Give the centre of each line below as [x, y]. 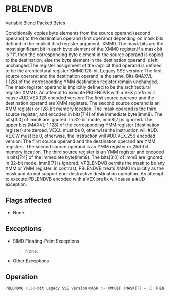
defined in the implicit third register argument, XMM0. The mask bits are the [84, 43]
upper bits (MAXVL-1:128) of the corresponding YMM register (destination [82, 125]
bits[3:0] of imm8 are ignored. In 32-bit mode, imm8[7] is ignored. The [79, 119]
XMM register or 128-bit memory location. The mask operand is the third [81, 109]
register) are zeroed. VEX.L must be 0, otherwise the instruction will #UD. [82, 130]
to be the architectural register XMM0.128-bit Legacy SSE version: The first [84, 71]
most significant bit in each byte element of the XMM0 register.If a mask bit [84, 49]
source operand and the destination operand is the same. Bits [70, 76]
